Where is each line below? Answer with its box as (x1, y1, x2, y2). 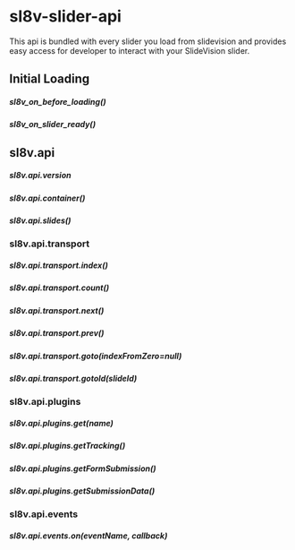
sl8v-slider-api (9, 6, 122, 27)
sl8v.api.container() (9, 193, 86, 203)
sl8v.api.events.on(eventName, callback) (9, 530, 168, 541)
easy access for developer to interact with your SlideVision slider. (9, 45, 250, 56)
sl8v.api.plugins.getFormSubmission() (9, 463, 156, 474)
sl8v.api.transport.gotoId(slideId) (9, 373, 138, 383)
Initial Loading (9, 72, 90, 87)
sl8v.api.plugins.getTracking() (9, 441, 126, 451)
